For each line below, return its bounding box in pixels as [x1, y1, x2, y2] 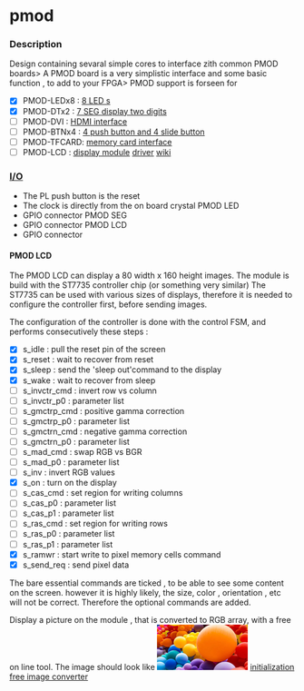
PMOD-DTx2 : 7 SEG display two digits [22, 105, 168, 116]
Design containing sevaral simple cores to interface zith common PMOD [9, 58, 279, 69]
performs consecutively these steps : [9, 326, 149, 337]
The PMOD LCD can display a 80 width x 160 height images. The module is [9, 270, 289, 281]
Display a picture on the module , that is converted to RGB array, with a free [9, 614, 292, 625]
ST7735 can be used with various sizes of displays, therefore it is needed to [9, 290, 293, 301]
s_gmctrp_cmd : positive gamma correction [22, 405, 185, 416]
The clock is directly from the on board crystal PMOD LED [22, 201, 240, 212]
